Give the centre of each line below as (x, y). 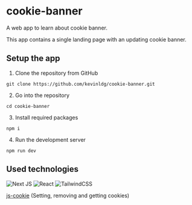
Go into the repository (42, 95)
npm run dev (21, 151)
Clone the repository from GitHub (56, 73)
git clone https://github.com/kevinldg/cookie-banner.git (81, 84)
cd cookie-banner (28, 106)
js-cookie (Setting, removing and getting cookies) (68, 195)
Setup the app (33, 58)
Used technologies (43, 169)
